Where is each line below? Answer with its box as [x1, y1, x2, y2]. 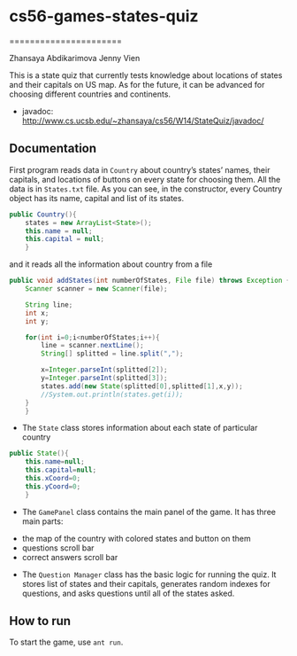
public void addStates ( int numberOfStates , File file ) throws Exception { [9, 277, 291, 285]
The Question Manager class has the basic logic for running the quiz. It [21, 569, 277, 580]
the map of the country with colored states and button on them [21, 533, 252, 543]
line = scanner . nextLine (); [41, 341, 144, 350]
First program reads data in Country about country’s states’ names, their [9, 164, 270, 175]
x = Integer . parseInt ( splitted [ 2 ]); [41, 365, 168, 374]
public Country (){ [9, 210, 77, 219]
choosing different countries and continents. [9, 89, 171, 99]
